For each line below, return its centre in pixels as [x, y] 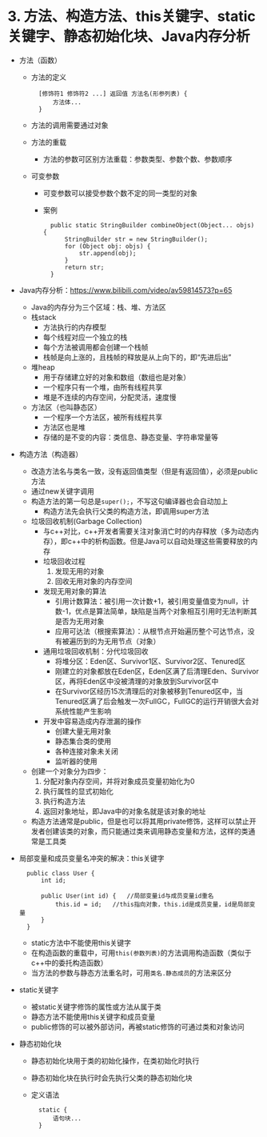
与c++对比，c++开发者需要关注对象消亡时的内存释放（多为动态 [147, 531]
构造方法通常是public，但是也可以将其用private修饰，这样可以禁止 [140, 821]
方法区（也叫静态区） [66, 407]
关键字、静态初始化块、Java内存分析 [129, 36]
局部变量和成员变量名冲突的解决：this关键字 [92, 858]
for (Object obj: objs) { [108, 246]
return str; [84, 267]
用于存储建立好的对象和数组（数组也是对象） [117, 377]
